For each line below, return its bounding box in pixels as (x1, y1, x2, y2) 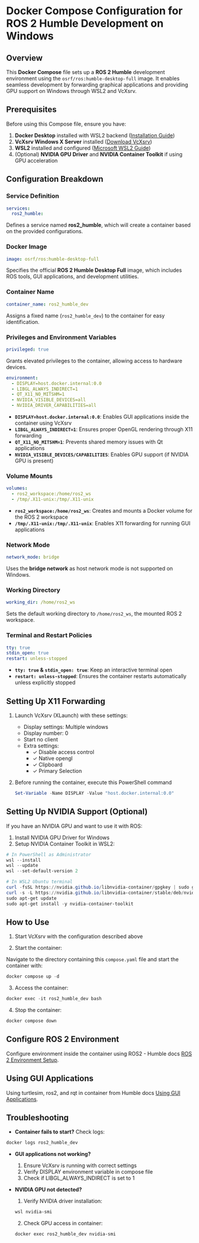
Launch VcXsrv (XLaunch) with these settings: (14, 712, 128, 719)
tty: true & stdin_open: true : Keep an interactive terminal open (14, 666, 173, 673)
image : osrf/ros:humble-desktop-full (6, 256, 99, 262)
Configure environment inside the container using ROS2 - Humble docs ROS (6, 1050, 192, 1057)
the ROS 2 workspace (14, 513, 68, 521)
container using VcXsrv (14, 419, 72, 427)
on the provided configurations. (6, 228, 84, 235)
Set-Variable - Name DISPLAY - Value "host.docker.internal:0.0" (14, 791, 175, 796)
